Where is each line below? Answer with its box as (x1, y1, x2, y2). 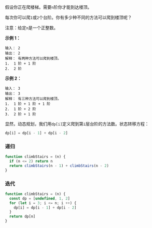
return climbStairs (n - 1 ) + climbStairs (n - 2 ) (9, 163, 109, 168)
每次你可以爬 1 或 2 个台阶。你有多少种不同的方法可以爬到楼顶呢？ (5, 15, 132, 20)
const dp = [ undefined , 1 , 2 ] (9, 196, 70, 201)
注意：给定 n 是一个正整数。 (5, 25, 58, 31)
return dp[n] (9, 214, 36, 219)
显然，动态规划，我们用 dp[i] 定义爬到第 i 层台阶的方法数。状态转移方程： (5, 121, 149, 127)
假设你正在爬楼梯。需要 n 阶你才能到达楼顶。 (5, 4, 92, 10)
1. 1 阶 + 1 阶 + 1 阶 (5, 101, 51, 106)
